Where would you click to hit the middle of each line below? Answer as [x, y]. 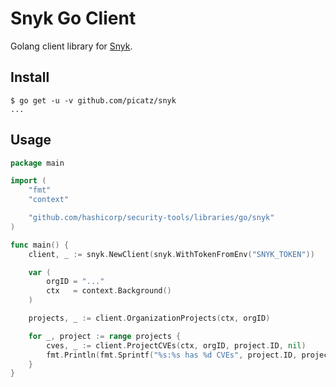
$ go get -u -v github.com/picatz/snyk [93, 100]
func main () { [40, 245]
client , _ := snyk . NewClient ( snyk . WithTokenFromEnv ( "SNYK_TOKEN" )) [171, 254]
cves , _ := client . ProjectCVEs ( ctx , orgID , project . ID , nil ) [176, 345]
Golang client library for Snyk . [71, 46]
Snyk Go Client [73, 18]
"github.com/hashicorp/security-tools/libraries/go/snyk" [151, 218]
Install [30, 77]
